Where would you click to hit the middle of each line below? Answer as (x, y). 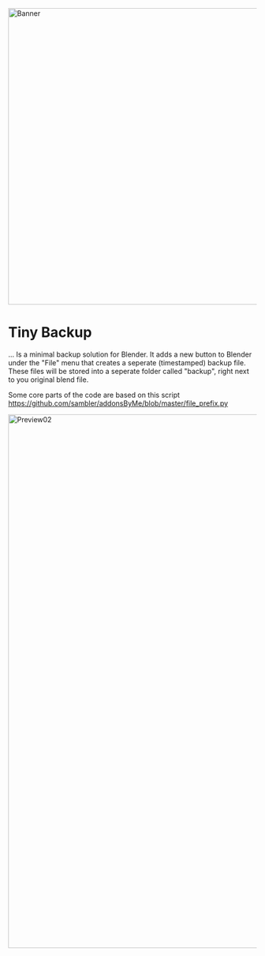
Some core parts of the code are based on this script (94, 395)
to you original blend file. (49, 380)
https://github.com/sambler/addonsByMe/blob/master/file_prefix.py (118, 403)
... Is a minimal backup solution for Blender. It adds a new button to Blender (130, 354)
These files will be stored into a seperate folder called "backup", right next (129, 371)
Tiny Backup (50, 333)
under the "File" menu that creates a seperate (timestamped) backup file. (127, 362)
